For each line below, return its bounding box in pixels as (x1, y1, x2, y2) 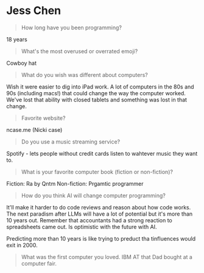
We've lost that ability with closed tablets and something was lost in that (6, 96, 188, 103)
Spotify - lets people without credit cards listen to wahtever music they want (6, 150, 198, 157)
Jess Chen (6, 4, 62, 18)
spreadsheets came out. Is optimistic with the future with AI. (6, 223, 157, 230)
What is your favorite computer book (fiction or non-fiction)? (21, 168, 174, 175)
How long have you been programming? (21, 24, 122, 31)
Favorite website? (21, 114, 66, 122)
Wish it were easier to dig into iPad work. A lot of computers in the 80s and (6, 83, 194, 90)
